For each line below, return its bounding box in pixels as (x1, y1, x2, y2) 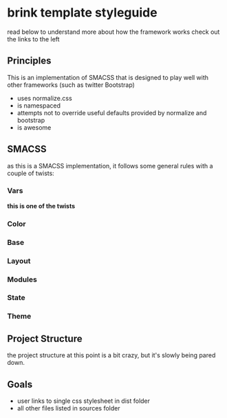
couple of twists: (7, 169, 55, 177)
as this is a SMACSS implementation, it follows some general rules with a (7, 161, 213, 170)
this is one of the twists (7, 201, 76, 210)
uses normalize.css (17, 94, 72, 102)
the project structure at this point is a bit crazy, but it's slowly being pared (7, 351, 216, 359)
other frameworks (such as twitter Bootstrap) (7, 81, 136, 89)
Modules (7, 275, 38, 284)
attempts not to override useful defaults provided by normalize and (17, 108, 207, 117)
